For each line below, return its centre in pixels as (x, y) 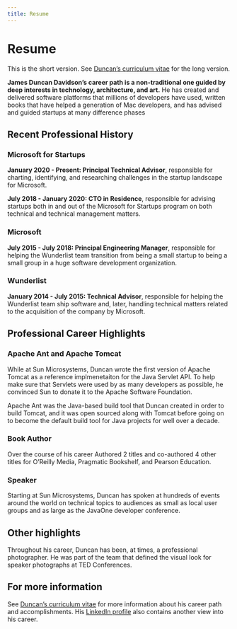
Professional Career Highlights (77, 334)
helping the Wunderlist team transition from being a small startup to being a (117, 255)
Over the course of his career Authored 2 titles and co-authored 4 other (112, 454)
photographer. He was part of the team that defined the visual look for (109, 557)
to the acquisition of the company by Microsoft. (76, 311)
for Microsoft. (27, 185)
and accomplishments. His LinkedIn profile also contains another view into (116, 611)
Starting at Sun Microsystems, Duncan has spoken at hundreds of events (114, 495)
